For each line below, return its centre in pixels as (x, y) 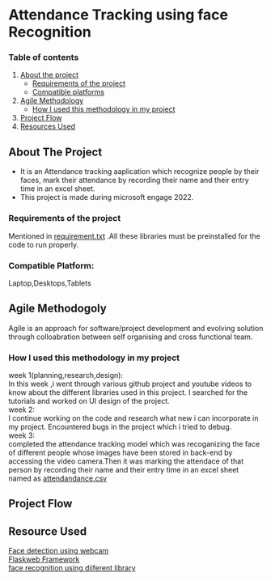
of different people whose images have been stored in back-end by (121, 452)
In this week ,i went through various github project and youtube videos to (130, 384)
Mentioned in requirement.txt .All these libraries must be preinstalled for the (134, 235)
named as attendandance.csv (58, 478)
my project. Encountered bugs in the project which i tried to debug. (120, 427)
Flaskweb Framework (44, 559)
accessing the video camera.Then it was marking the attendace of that (126, 461)
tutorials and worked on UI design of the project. (89, 401)
